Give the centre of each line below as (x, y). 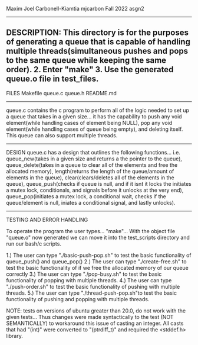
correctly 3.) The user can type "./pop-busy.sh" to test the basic (84, 274)
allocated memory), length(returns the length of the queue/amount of (90, 171)
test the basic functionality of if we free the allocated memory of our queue (97, 267)
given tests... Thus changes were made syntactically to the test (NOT (90, 317)
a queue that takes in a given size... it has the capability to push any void (94, 116)
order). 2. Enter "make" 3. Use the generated (90, 70)
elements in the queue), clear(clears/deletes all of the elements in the (90, 178)
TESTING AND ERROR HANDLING (47, 220)
